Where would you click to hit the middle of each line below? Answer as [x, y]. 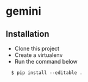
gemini [24, 11]
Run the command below [46, 61]
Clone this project [37, 48]
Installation [28, 34]
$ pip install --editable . [47, 73]
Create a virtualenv [38, 55]
